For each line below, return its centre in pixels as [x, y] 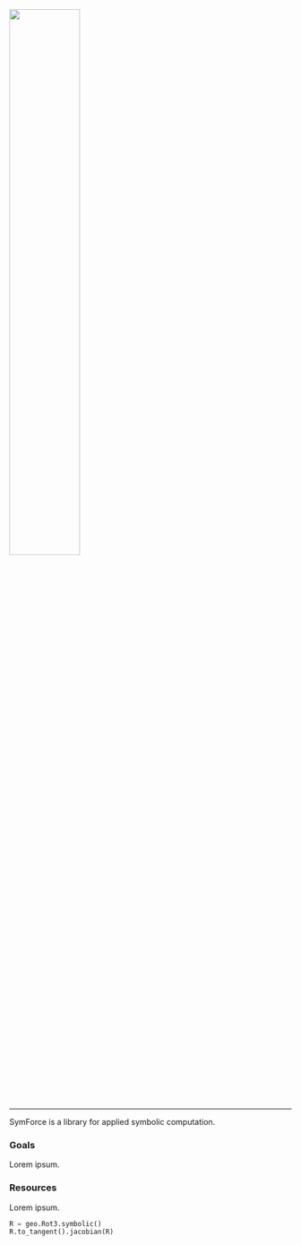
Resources [33, 1188]
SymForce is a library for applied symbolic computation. [112, 1122]
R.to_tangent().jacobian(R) [62, 1232]
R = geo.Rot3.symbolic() [56, 1224]
